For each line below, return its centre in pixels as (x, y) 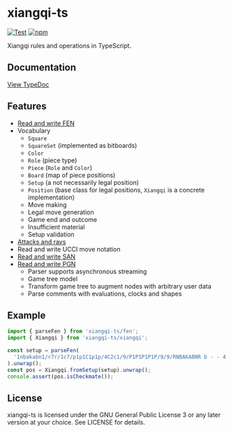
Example (27, 315)
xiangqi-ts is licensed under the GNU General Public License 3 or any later (114, 415)
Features (27, 106)
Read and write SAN (46, 257)
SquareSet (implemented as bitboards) (82, 145)
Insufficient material (56, 227)
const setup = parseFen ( (43, 351)
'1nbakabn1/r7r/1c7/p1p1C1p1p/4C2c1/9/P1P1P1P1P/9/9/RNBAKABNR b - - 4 (120, 357)
